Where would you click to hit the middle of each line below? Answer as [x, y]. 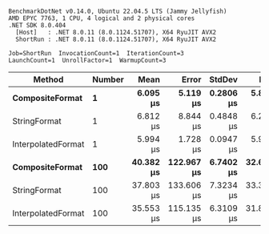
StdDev [224, 79]
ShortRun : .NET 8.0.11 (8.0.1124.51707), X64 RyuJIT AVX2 [116, 39]
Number [108, 79]
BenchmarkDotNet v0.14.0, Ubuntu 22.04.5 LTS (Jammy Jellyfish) [118, 11]
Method [48, 79]
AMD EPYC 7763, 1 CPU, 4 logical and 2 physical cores [102, 18]
